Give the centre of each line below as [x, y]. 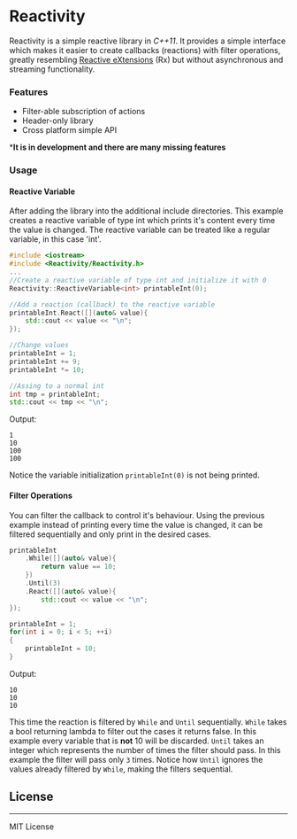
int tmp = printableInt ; [55, 394]
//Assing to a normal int [57, 386]
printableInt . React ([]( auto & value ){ [79, 313]
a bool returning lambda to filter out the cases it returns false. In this [133, 731]
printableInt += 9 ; [45, 361]
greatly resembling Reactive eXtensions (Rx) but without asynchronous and [146, 59]
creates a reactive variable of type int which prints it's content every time [142, 221]
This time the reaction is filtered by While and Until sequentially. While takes [148, 722]
